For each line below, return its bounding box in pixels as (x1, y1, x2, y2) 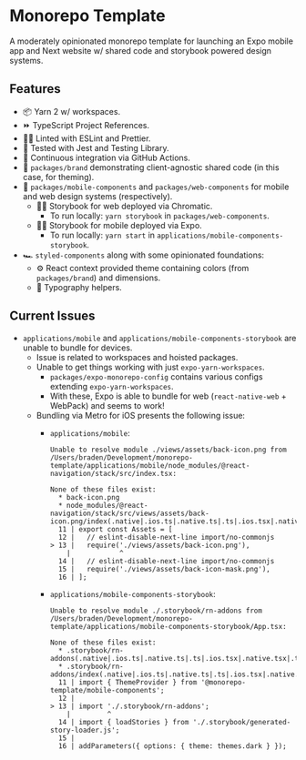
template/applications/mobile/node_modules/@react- (49, 461, 250, 470)
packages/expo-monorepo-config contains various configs (49, 370, 263, 382)
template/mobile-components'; (49, 685, 165, 694)
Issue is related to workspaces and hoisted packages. (36, 351, 239, 362)
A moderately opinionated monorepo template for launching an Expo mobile (9, 35, 294, 46)
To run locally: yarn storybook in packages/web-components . (49, 210, 270, 221)
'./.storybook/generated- (192, 717, 291, 726)
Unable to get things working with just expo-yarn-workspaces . (36, 361, 266, 372)
